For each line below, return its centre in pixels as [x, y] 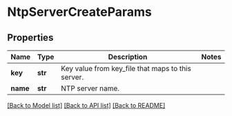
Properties [30, 38]
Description [128, 57]
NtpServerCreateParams [79, 12]
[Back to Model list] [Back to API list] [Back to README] [86, 105]
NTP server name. [90, 88]
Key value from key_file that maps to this [126, 68]
